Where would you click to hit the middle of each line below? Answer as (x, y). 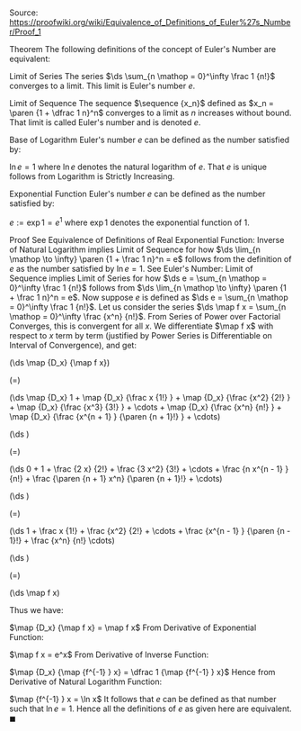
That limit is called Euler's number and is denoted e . (105, 122)
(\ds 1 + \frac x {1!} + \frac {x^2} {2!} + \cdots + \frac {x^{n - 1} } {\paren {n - (150, 530)
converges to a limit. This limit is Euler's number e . (102, 86)
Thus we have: (36, 609)
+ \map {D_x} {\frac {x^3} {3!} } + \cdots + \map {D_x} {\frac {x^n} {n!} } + (146, 407)
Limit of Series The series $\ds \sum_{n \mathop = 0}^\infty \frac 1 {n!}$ (142, 77)
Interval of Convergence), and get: (73, 345)
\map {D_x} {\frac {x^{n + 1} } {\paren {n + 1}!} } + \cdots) (115, 416)
